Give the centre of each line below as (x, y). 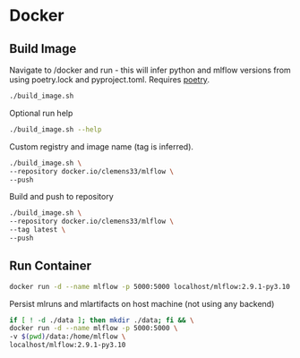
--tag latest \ (38, 230)
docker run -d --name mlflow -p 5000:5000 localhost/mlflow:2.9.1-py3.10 (150, 286)
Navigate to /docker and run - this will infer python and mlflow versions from (150, 70)
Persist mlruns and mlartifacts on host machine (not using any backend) (142, 303)
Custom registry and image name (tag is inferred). (102, 146)
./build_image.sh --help (56, 129)
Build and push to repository (61, 197)
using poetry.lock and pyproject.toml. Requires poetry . (110, 80)
